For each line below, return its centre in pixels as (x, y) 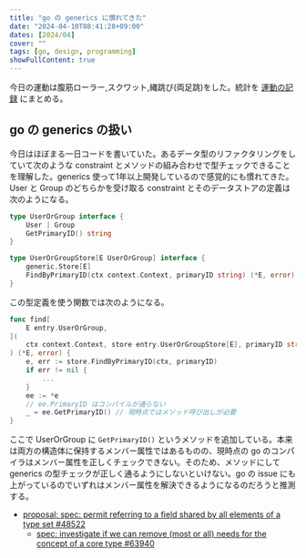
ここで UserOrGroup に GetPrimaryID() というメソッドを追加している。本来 (151, 440)
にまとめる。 (44, 98)
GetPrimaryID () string (69, 233)
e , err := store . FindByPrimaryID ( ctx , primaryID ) (122, 362)
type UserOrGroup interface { (67, 216)
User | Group (51, 225)
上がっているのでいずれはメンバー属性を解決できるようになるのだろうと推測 (153, 485)
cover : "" (28, 43)
